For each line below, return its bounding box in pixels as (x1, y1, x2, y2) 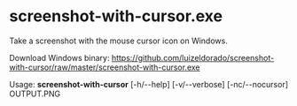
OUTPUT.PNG (9, 88, 61, 99)
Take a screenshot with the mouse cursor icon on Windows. (9, 35, 228, 46)
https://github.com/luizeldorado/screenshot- (111, 52, 275, 63)
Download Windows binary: (9, 52, 110, 63)
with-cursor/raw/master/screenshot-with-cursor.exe (9, 62, 200, 72)
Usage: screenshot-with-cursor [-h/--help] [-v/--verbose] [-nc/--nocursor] (9, 79, 289, 89)
